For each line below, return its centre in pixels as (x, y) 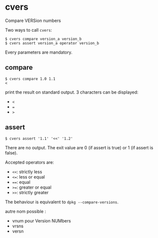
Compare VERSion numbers (33, 20)
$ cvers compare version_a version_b (43, 39)
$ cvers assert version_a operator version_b (52, 43)
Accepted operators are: (30, 162)
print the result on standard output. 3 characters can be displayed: (72, 92)
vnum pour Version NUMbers (41, 220)
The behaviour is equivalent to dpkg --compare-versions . (62, 202)
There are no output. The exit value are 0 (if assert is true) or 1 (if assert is (79, 147)
